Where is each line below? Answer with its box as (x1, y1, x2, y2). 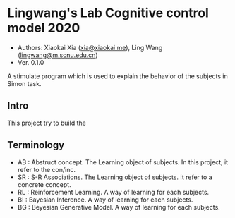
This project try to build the (7, 119, 86, 127)
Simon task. (7, 79, 42, 87)
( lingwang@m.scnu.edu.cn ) (17, 51, 98, 59)
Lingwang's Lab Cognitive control (7, 5, 210, 21)
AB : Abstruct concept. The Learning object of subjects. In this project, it (17, 157, 228, 166)
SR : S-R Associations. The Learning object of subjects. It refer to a (17, 173, 213, 181)
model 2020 (7, 20, 80, 36)
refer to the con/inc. (17, 165, 76, 174)
